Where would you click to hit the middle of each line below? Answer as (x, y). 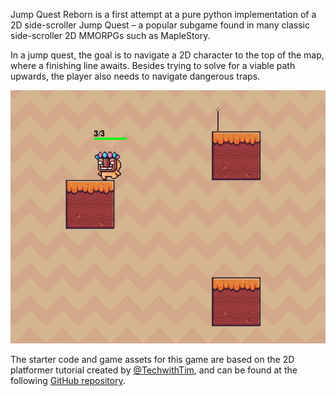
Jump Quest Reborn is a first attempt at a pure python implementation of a (163, 14)
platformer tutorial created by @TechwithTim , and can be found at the (154, 370)
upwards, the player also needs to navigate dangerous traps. (135, 76)
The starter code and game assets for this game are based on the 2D (152, 359)
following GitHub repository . (68, 380)
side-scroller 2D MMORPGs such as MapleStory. (110, 35)
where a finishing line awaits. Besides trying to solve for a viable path (153, 65)
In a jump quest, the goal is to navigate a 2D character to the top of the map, (167, 55)
